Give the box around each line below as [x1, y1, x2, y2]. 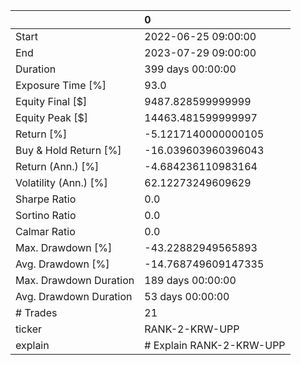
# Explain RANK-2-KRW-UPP [144, 339, 286, 352]
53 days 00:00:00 [144, 290, 230, 303]
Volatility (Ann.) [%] [15, 176, 108, 189]
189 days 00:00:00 [144, 274, 237, 287]
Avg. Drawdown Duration [15, 290, 133, 303]
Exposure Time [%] [15, 79, 107, 92]
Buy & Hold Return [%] [15, 144, 122, 157]
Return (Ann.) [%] [15, 160, 100, 173]
